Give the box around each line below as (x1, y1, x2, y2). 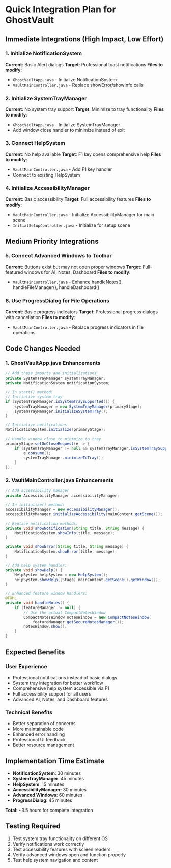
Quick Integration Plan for (5, 4, 116, 15)
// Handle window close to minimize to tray (5, 437, 101, 442)
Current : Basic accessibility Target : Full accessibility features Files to (5, 196, 151, 202)
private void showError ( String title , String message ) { (5, 544, 129, 549)
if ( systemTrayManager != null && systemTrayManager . (14, 446, 131, 451)
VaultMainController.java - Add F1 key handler (12, 166, 112, 172)
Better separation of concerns (12, 720, 76, 727)
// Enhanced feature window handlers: (5, 591, 88, 596)
